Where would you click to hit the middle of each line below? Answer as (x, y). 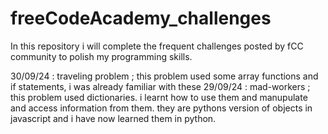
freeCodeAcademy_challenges (141, 18)
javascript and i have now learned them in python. (113, 118)
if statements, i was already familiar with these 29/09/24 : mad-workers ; (160, 86)
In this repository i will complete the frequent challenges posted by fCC (157, 46)
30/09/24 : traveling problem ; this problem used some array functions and (164, 76)
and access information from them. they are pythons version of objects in (161, 108)
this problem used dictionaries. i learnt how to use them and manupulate (159, 97)
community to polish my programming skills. (101, 56)
